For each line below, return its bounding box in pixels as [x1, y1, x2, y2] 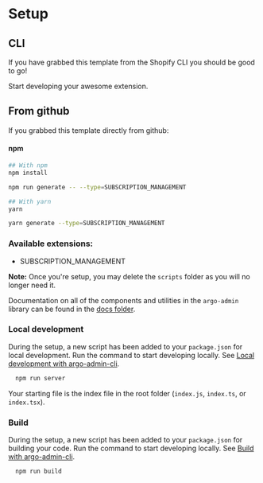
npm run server [15, 374, 66, 382]
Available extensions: [8, 238, 94, 249]
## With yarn [8, 197, 52, 205]
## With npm [8, 162, 48, 169]
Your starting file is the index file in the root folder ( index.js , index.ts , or [8, 388, 246, 398]
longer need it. [8, 280, 56, 290]
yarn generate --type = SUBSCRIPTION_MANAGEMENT [8, 220, 165, 228]
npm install [8, 169, 48, 177]
